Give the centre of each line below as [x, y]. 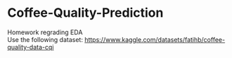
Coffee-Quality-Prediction [85, 13]
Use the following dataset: [45, 39]
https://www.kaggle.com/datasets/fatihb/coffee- [155, 39]
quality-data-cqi [31, 47]
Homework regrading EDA [45, 32]
